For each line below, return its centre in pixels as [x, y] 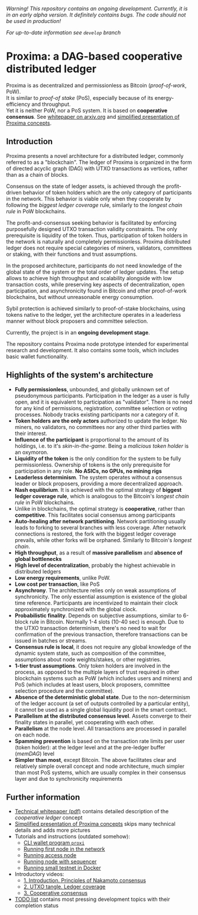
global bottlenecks [38, 559]
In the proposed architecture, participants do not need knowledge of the [94, 265]
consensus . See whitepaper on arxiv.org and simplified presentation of [93, 116]
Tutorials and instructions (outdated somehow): [72, 836]
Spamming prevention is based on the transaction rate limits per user [100, 741]
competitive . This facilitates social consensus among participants [95, 515]
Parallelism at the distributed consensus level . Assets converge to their [103, 716]
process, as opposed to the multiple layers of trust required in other [97, 672]
